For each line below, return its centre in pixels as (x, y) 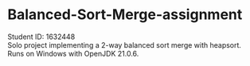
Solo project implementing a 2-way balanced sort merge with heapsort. (125, 45)
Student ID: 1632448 (41, 37)
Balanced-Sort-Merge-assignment (125, 15)
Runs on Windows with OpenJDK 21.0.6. (73, 53)
